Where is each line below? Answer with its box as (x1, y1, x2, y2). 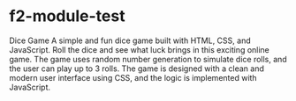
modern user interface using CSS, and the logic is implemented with (9, 72, 258, 83)
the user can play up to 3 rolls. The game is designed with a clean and (9, 63, 265, 74)
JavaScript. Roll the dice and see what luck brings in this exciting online (9, 44, 269, 54)
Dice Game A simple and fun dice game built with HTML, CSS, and (9, 35, 251, 46)
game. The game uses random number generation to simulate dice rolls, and (9, 54, 287, 64)
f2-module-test (9, 6, 125, 26)
